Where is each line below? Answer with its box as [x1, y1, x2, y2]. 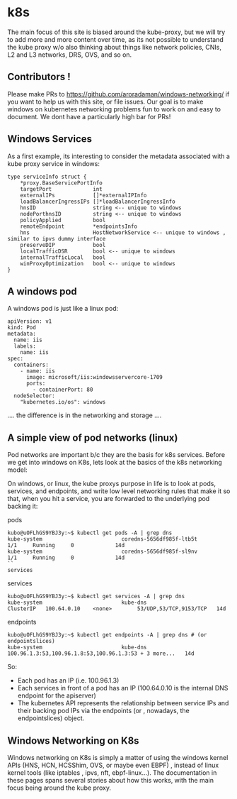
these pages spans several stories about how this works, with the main [7, 776, 214, 784]
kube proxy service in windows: [7, 159, 100, 167]
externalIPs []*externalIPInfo [20, 192, 147, 199]
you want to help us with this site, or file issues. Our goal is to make [7, 97, 204, 106]
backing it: [7, 502, 38, 511]
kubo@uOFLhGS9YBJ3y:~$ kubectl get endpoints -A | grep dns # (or [7, 632, 207, 639]
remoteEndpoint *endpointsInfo [20, 223, 138, 230]
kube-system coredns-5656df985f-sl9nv [7, 548, 198, 556]
